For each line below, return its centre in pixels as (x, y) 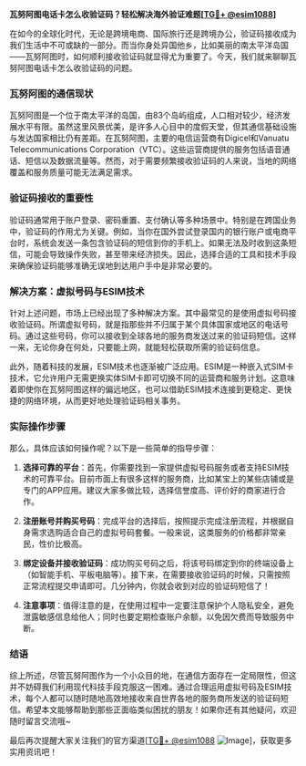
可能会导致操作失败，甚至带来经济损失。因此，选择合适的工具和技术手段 (161, 254)
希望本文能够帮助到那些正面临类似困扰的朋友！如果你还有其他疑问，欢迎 (161, 709)
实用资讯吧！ (33, 752)
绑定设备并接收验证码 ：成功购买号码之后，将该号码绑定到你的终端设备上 (158, 564)
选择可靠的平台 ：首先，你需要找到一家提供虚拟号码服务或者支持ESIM (152, 468)
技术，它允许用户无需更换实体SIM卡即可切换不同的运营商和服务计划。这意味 (153, 378)
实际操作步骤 (38, 426)
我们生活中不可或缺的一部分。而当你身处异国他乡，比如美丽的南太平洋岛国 (149, 45)
